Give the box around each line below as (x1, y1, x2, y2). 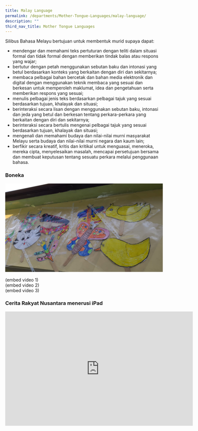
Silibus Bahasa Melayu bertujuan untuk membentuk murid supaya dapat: (5, 38, 154, 44)
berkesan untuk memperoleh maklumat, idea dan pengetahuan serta (12, 85, 153, 91)
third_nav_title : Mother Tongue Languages (5, 24, 95, 29)
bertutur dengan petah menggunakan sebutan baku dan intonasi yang (12, 64, 157, 70)
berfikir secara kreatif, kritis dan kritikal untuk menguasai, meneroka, (12, 143, 154, 149)
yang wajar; (12, 58, 37, 64)
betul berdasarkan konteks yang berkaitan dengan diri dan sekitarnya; (12, 69, 157, 75)
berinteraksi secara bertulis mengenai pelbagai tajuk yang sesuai (12, 122, 146, 128)
